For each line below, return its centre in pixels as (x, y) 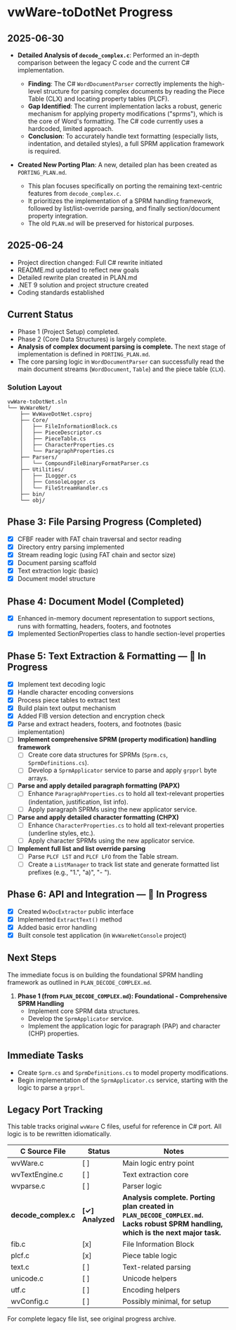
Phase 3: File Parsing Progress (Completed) (105, 522)
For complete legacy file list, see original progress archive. (92, 1319)
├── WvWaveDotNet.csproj (56, 414)
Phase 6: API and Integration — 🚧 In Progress (107, 894)
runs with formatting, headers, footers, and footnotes (94, 626)
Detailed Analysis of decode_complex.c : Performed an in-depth (108, 55)
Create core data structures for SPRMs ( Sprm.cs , (98, 755)
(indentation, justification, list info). (78, 802)
